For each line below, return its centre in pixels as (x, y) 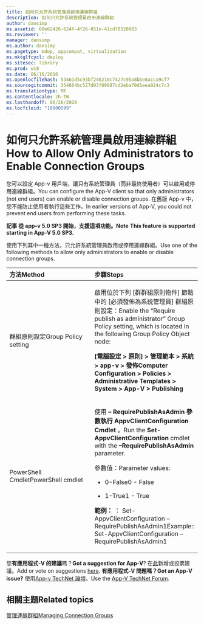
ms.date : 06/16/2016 (32, 74)
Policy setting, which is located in (142, 326)
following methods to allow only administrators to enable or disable (90, 252)
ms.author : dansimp (31, 46)
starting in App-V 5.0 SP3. (40, 233)
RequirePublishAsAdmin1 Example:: (144, 527)
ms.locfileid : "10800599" (39, 108)
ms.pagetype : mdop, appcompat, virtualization (66, 52)
